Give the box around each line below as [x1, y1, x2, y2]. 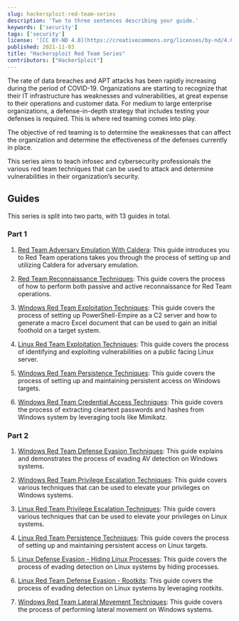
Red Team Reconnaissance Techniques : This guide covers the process [17, 274, 225, 283]
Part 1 [7, 229, 27, 239]
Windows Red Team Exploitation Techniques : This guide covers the [17, 303, 216, 312]
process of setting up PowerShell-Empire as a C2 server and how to [17, 310, 217, 319]
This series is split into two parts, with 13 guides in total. [7, 212, 171, 220]
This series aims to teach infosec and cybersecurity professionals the [7, 157, 211, 165]
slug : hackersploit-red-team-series [7, 10, 116, 18]
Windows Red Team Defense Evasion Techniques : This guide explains [17, 447, 223, 456]
